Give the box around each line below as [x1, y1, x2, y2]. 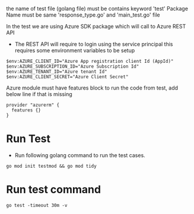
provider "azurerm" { [6, 102, 60, 108]
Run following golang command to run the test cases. [14, 151, 145, 159]
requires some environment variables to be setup [14, 47, 135, 54]
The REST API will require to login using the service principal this [14, 41, 173, 47]
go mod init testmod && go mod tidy [6, 163, 97, 169]
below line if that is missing [6, 91, 72, 97]
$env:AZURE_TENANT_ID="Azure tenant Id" [6, 69, 108, 75]
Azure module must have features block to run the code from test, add [6, 84, 179, 91]
